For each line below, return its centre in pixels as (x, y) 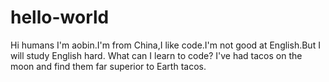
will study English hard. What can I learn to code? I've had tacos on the (156, 55)
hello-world (60, 17)
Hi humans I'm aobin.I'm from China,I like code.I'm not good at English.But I (165, 45)
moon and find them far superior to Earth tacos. (108, 66)
